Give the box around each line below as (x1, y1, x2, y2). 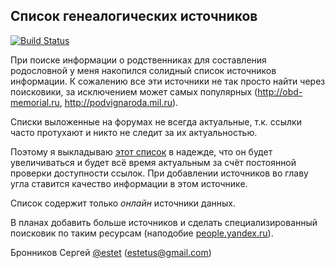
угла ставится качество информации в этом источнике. (10, 177, 248, 189)
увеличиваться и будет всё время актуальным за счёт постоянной (10, 156, 297, 168)
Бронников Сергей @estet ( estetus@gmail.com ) (10, 246, 212, 258)
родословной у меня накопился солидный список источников (10, 64, 277, 76)
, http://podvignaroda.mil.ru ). (59, 96, 179, 108)
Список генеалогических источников (10, 8, 258, 25)
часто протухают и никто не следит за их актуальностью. (10, 126, 258, 138)
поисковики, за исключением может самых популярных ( (10, 85, 258, 98)
